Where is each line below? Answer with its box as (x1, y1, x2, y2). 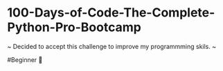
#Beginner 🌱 (7, 55, 43, 63)
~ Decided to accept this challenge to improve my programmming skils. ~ (7, 42, 217, 50)
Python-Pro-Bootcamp (7, 19, 142, 35)
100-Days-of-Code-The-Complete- (7, 5, 215, 21)
